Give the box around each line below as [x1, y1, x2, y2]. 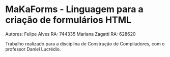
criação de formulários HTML [5, 14, 131, 26]
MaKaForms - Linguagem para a [5, 4, 144, 15]
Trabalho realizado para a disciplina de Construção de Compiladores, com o [5, 40, 165, 46]
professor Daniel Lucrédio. [5, 46, 61, 52]
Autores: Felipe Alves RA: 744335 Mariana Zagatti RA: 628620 [5, 31, 136, 37]
